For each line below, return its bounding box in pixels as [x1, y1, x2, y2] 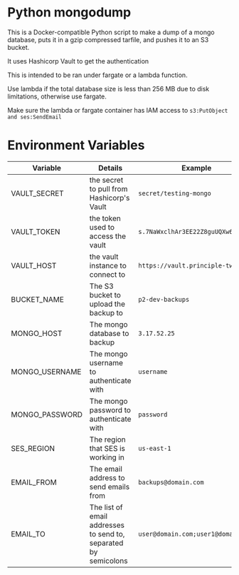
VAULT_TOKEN [11, 226, 60, 236]
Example [181, 163, 212, 173]
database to [89, 328, 129, 338]
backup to [89, 307, 123, 317]
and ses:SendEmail [7, 113, 62, 121]
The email [89, 464, 123, 474]
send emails [89, 482, 130, 492]
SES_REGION [11, 443, 55, 453]
